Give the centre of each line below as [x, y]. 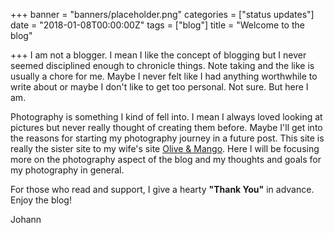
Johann [26, 219]
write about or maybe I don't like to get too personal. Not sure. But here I [159, 87]
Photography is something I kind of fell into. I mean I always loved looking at [166, 117]
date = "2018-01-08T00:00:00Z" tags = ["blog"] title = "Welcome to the [157, 25]
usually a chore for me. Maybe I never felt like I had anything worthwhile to [164, 76]
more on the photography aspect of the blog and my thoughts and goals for [166, 159]
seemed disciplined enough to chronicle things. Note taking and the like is [162, 65]
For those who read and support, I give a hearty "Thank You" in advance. [162, 189]
